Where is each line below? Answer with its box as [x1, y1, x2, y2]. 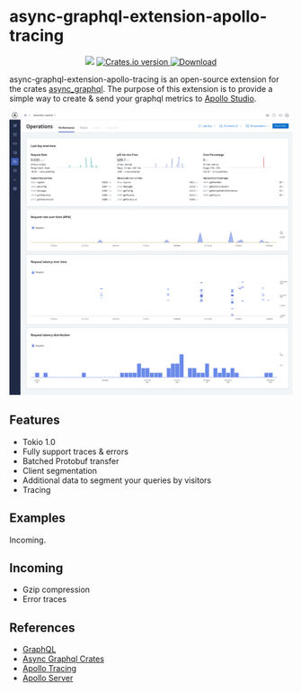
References [9, 620, 75, 635]
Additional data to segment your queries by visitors [22, 475, 212, 486]
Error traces [22, 594, 67, 605]
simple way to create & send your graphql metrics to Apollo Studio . [9, 93, 257, 104]
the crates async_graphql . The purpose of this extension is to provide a [9, 83, 273, 94]
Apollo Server [22, 673, 74, 684]
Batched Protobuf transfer [22, 455, 120, 466]
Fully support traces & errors [22, 446, 128, 457]
